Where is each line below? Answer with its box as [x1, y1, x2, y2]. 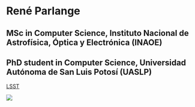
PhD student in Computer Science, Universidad [6, 57, 187, 68]
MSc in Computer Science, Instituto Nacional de [6, 28, 189, 38]
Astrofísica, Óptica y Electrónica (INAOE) [6, 37, 163, 47]
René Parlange [6, 4, 80, 18]
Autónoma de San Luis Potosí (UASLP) [6, 67, 152, 77]
